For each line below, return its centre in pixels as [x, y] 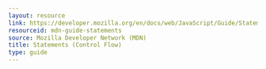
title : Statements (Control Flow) [65, 45]
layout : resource [37, 15]
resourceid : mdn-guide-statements [65, 30]
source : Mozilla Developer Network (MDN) [78, 38]
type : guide [28, 52]
